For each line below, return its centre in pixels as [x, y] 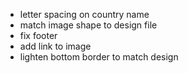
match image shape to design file [88, 25]
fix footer [38, 35]
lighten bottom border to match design [99, 57]
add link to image [55, 46]
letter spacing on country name [84, 14]
